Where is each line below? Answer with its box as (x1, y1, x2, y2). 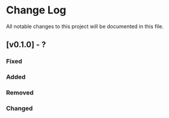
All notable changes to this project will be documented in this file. (6, 23, 164, 30)
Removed (6, 89, 34, 97)
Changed (6, 105, 33, 113)
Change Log (6, 4, 66, 17)
